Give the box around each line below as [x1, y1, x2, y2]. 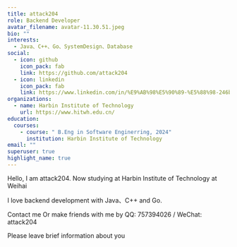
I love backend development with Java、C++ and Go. [7, 195, 162, 205]
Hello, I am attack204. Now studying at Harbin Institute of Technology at [7, 174, 217, 182]
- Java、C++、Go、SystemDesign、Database [13, 43, 133, 50]
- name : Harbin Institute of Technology [13, 102, 134, 109]
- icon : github [13, 56, 59, 64]
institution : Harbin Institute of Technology [25, 135, 162, 142]
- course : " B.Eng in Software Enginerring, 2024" [20, 128, 172, 135]
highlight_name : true [7, 155, 71, 162]
